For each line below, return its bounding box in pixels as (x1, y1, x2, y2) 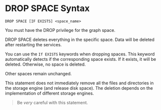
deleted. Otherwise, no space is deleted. (5, 61, 86, 67)
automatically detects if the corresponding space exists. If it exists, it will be (5, 56, 156, 62)
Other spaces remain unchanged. (5, 70, 72, 76)
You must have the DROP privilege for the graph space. (5, 27, 115, 33)
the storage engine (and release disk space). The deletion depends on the (5, 85, 153, 91)
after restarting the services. (5, 41, 62, 47)
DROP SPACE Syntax (5, 3, 90, 14)
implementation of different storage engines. (5, 90, 94, 96)
